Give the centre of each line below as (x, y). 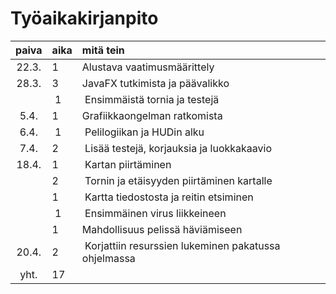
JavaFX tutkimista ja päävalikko (155, 83)
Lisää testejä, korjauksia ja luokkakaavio (178, 148)
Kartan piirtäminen (128, 164)
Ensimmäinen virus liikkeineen (155, 213)
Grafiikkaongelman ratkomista (152, 115)
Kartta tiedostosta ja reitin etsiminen (169, 197)
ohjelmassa (108, 258)
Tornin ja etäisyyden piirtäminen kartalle (178, 180)
